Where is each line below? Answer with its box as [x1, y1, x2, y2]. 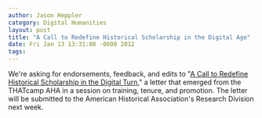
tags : [8, 48, 26, 55]
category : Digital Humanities [8, 19, 107, 27]
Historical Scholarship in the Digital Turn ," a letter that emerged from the [8, 77, 242, 87]
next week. [8, 102, 44, 112]
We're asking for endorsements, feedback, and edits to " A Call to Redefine [8, 70, 249, 78]
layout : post [8, 26, 51, 34]
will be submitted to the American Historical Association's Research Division [8, 95, 255, 103]
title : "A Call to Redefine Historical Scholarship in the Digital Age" [8, 33, 251, 41]
